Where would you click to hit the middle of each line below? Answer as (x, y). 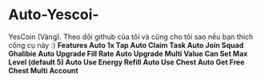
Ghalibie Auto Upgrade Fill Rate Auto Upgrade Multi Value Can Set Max (128, 53)
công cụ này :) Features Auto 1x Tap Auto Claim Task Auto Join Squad (126, 45)
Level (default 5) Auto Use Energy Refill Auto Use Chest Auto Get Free (126, 62)
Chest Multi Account (43, 70)
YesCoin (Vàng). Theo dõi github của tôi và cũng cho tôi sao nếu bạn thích (131, 37)
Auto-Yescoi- (54, 15)
